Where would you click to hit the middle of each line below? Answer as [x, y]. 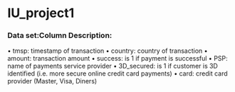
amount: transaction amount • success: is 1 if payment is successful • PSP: [117, 58]
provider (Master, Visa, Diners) [52, 81]
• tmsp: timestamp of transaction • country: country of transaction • [108, 51]
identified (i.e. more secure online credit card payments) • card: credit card [117, 73]
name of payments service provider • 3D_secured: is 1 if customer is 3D [113, 66]
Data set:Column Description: [60, 36]
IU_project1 [41, 13]
